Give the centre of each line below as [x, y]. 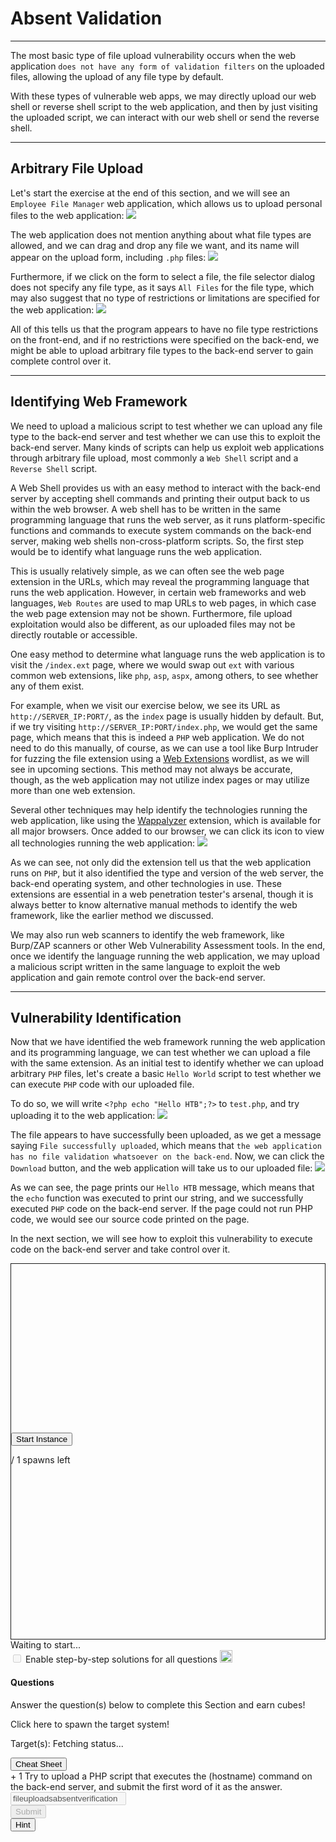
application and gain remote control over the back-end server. [138, 977]
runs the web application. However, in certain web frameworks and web [158, 592]
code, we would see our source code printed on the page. [130, 1219]
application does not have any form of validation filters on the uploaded [167, 66]
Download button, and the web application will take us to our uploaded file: [161, 1168]
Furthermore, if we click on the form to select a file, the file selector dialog [163, 276]
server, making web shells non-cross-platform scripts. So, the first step [157, 541]
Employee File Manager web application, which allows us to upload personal [166, 203]
